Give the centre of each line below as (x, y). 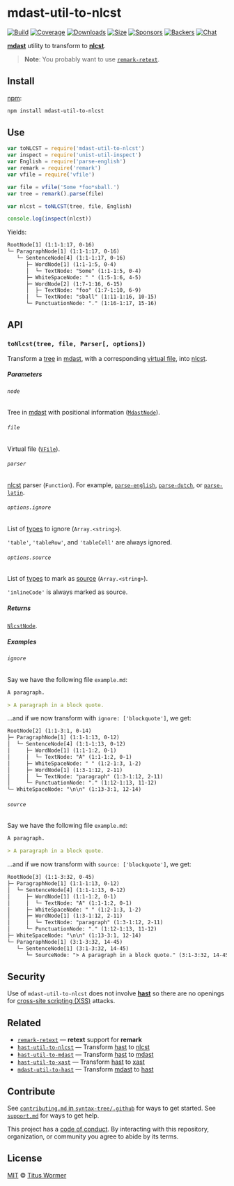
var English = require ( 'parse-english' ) (67, 162)
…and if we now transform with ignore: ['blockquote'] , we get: (99, 718)
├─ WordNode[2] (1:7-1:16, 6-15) (74, 284)
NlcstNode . (22, 625)
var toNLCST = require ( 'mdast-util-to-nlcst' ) (76, 149)
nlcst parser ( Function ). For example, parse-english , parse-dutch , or (105, 485)
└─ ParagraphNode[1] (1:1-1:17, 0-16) (63, 252)
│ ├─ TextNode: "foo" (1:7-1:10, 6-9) (83, 290)
